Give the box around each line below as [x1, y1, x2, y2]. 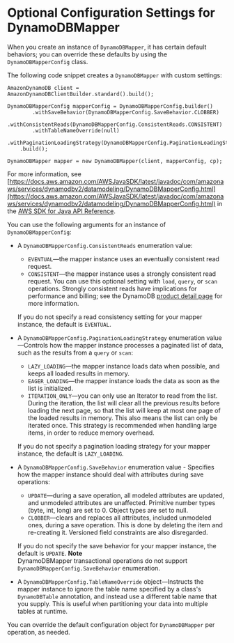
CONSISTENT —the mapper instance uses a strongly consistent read [27, 270, 217, 278]
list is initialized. [27, 384, 73, 392]
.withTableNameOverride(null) [32, 127, 120, 134]
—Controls [17, 341, 49, 349]
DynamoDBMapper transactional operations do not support [17, 556, 188, 565]
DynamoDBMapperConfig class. [7, 57, 88, 65]
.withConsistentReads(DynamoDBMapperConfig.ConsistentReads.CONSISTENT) [7, 121, 223, 128]
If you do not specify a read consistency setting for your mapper [17, 312, 203, 321]
